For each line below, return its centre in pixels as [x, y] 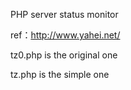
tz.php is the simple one [60, 74]
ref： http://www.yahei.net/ [65, 35]
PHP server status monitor [64, 14]
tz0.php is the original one [64, 55]
